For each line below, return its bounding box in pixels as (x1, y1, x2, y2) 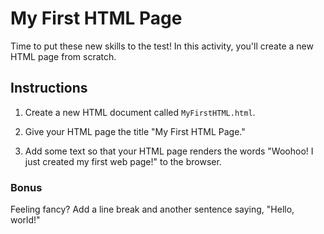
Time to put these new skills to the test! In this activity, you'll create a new (10, 40, 314, 52)
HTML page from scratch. (10, 50, 117, 62)
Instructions (10, 80, 88, 97)
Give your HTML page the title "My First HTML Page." (24, 125, 246, 137)
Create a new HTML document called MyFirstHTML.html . (24, 106, 256, 118)
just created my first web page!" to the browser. (24, 155, 222, 167)
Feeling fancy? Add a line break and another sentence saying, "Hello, (10, 203, 295, 216)
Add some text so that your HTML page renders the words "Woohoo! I (24, 145, 314, 157)
